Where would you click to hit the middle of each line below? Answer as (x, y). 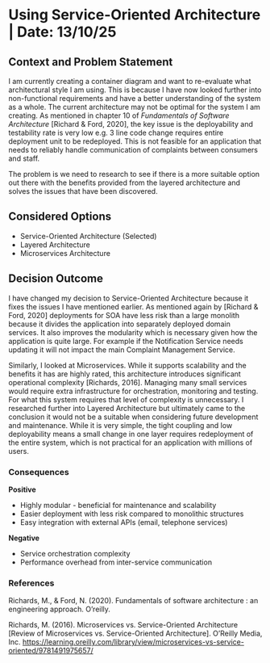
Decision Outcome (56, 279)
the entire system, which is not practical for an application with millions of (131, 443)
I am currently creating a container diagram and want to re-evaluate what (130, 81)
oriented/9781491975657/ (51, 651)
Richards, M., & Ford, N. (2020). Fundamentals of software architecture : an (133, 601)
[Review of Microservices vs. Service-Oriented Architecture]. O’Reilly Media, (135, 634)
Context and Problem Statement (91, 62)
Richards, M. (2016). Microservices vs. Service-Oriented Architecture (123, 625)
